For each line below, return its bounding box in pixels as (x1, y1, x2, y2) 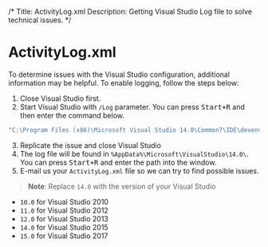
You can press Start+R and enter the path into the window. (19, 157, 217, 167)
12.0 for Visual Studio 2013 (19, 213, 109, 223)
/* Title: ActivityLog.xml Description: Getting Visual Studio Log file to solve (8, 7, 253, 16)
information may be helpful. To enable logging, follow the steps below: (8, 78, 239, 87)
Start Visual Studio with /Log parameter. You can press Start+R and (19, 102, 246, 111)
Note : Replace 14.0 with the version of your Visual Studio (27, 181, 216, 191)
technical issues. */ (8, 15, 72, 25)
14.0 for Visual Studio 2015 (19, 222, 109, 232)
